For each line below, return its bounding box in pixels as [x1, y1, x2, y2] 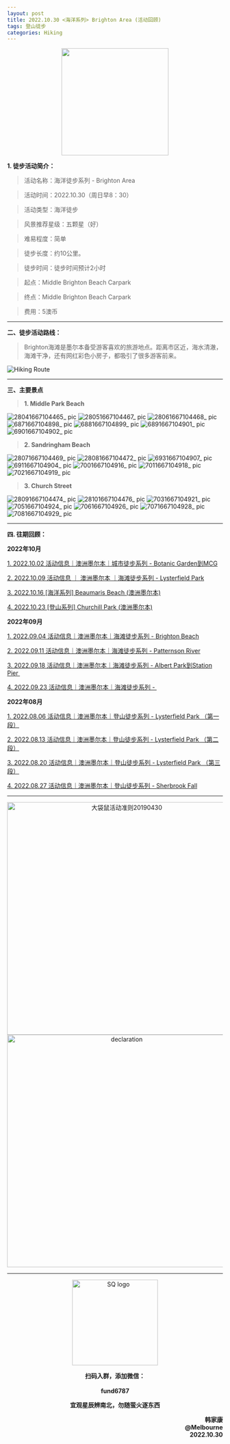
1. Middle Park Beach [23, 400, 85, 408]
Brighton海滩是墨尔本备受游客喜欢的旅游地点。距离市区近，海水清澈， [23, 343, 222, 352]
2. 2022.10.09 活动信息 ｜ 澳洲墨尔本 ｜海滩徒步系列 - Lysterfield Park [7, 574, 205, 583]
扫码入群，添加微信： [85, 1372, 145, 1380]
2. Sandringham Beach [23, 441, 90, 449]
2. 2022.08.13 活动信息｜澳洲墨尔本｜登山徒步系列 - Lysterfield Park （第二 [7, 735, 219, 744]
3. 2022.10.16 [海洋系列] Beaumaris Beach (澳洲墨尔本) [7, 589, 161, 597]
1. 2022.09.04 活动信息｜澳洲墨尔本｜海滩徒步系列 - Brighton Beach [7, 632, 200, 641]
